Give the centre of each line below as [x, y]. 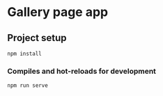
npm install [24, 54]
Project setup [37, 38]
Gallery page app [58, 12]
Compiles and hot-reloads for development [82, 71]
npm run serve [28, 86]
